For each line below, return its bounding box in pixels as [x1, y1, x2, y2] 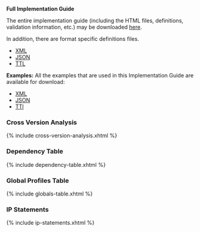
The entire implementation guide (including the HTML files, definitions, [6, 17, 184, 24]
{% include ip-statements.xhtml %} [6, 219, 95, 227]
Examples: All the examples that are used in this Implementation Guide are [6, 72, 194, 79]
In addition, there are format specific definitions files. [6, 35, 139, 42]
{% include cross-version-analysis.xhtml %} [6, 132, 118, 139]
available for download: [6, 79, 65, 85]
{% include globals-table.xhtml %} [6, 190, 93, 197]
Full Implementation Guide [6, 5, 74, 12]
